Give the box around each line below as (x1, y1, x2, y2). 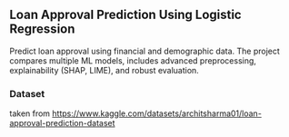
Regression (9, 22, 75, 37)
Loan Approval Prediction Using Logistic (9, 7, 243, 23)
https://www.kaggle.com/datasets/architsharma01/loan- (52, 108, 262, 119)
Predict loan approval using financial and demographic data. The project (9, 45, 280, 56)
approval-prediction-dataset (9, 118, 115, 129)
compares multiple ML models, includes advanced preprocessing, (9, 54, 257, 66)
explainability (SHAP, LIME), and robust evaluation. (9, 64, 200, 75)
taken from (9, 108, 51, 119)
